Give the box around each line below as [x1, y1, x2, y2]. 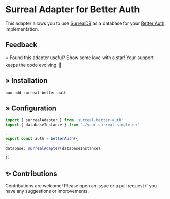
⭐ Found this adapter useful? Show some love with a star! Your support [5, 54, 154, 61]
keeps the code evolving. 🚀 [5, 62, 62, 68]
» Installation [5, 76, 48, 85]
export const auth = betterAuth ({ [5, 136, 79, 141]
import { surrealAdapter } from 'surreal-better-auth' [5, 118, 124, 123]
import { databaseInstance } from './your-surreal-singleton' [5, 122, 140, 128]
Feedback [5, 41, 38, 49]
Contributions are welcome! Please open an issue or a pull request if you [5, 183, 157, 189]
